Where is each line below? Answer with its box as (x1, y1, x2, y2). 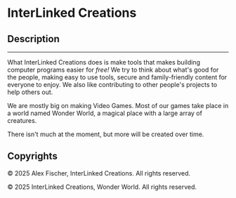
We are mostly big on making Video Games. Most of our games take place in (7, 102, 229, 110)
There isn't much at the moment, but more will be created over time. (7, 130, 204, 138)
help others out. (7, 88, 53, 96)
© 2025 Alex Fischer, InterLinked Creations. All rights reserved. (7, 169, 191, 177)
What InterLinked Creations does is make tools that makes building (7, 58, 200, 66)
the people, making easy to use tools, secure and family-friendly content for (7, 73, 228, 81)
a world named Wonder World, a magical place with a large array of (7, 109, 202, 117)
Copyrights (7, 150, 58, 162)
